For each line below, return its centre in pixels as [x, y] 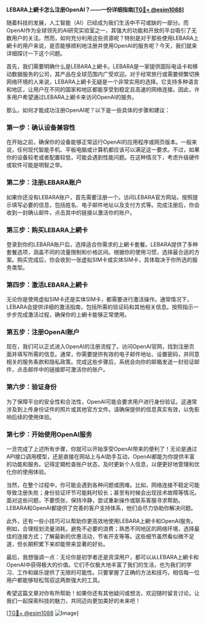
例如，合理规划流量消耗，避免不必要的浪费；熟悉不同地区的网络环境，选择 [100, 529]
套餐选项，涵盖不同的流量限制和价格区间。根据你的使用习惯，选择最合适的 [100, 252]
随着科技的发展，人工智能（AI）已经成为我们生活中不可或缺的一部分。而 [97, 23]
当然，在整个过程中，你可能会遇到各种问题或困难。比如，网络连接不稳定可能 [103, 485]
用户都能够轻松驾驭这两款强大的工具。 [55, 580]
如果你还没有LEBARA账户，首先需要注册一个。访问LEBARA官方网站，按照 [100, 197]
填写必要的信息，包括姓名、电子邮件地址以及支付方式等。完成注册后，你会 [105, 204]
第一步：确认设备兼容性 [41, 127]
